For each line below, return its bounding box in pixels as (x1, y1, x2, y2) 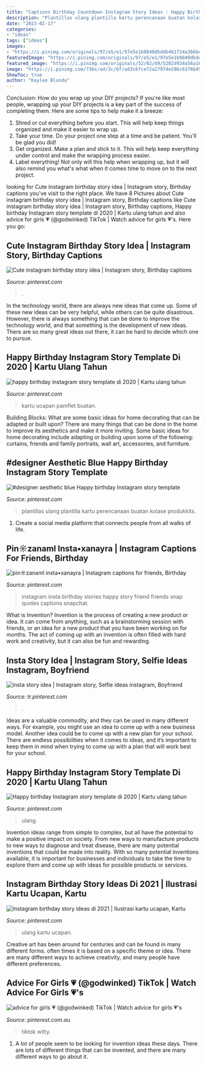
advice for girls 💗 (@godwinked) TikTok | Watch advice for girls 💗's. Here (6, 216, 191, 223)
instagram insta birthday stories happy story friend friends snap (21, 593, 183, 600)
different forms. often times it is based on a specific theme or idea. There (6, 947, 191, 954)
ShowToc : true (6, 72, 43, 78)
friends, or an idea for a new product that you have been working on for (6, 624, 188, 632)
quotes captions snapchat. (21, 599, 89, 607)
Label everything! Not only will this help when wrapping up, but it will (15, 158, 189, 166)
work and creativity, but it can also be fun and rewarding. (6, 637, 151, 645)
